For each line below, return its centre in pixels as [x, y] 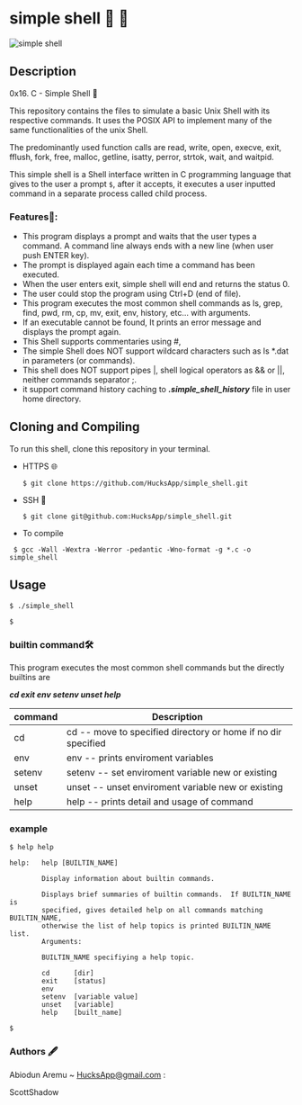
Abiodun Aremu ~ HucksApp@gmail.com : [88, 1074]
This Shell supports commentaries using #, [102, 342]
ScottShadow [34, 1092]
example [28, 829]
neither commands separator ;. [80, 380]
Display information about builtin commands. [129, 879]
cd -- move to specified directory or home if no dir [174, 732]
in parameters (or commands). [79, 361]
